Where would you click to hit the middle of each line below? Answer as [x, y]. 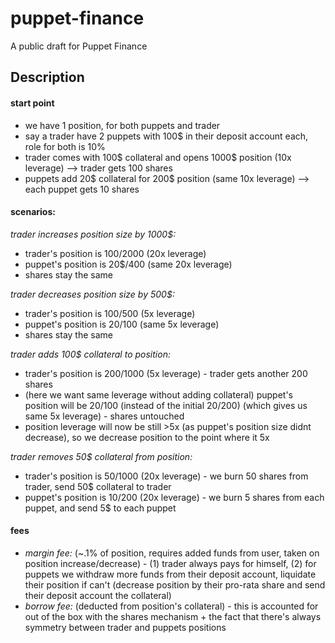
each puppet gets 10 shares [82, 189]
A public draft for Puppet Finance [79, 46]
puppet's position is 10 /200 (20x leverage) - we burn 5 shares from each [174, 497]
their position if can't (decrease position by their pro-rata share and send [175, 584]
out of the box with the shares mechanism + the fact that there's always [173, 616]
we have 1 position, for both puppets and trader [122, 125]
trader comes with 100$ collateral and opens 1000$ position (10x [158, 157]
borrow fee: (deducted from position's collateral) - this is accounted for [171, 606]
